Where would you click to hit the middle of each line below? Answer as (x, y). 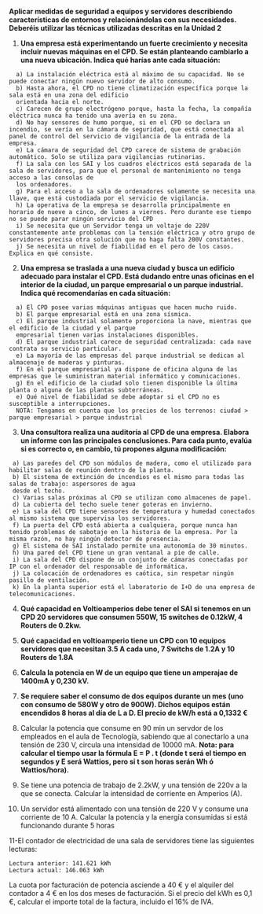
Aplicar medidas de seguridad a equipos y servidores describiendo (121, 11)
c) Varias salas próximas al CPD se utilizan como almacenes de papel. (132, 498)
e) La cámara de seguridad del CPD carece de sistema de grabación (129, 150)
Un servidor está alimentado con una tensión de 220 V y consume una (134, 809)
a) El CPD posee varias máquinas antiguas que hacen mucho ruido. (127, 308)
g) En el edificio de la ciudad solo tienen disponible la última (127, 383)
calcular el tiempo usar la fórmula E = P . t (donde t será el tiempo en (133, 753)
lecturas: (23, 849)
